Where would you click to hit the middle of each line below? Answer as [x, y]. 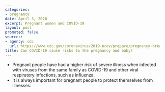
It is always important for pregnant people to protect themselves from [82, 80]
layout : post [18, 28]
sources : [14, 37]
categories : [17, 10]
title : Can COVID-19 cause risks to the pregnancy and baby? [69, 50]
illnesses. [22, 85]
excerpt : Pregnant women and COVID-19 [45, 23]
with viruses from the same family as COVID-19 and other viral [75, 69]
